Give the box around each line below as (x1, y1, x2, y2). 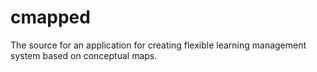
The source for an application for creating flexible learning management (10, 39, 307, 51)
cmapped (10, 6, 91, 29)
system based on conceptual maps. (10, 49, 158, 61)
